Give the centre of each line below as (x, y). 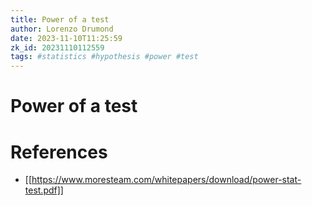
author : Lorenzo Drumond (62, 29)
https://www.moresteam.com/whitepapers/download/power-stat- (166, 180)
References (59, 152)
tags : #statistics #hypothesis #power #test (104, 57)
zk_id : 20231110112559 (57, 47)
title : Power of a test (60, 19)
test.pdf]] (44, 190)
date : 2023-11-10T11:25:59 (66, 38)
